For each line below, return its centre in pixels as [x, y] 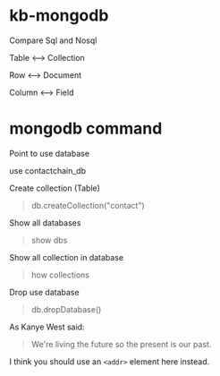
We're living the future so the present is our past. [121, 344]
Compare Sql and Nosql [53, 40]
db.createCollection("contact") [88, 205]
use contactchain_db [48, 170]
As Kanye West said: [47, 327]
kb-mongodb [59, 16]
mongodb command [86, 128]
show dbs [49, 240]
